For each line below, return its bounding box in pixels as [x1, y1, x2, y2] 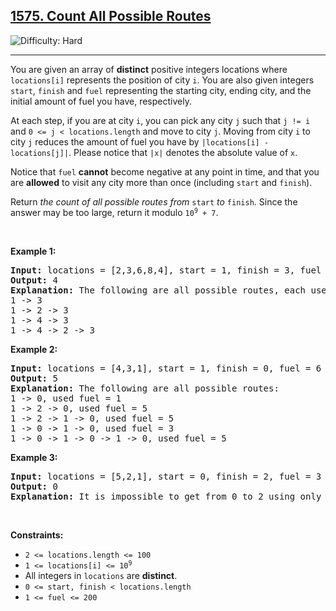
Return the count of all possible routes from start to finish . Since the [10, 195, 298, 208]
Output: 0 [10, 480, 58, 492]
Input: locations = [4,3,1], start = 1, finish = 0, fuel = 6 [10, 362, 322, 374]
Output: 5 [10, 372, 58, 384]
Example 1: [10, 245, 57, 257]
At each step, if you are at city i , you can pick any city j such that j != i [10, 114, 311, 126]
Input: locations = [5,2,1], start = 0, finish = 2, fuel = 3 [10, 470, 322, 482]
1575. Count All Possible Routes [10, 8, 212, 25]
